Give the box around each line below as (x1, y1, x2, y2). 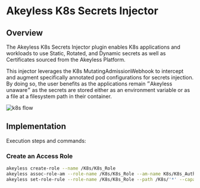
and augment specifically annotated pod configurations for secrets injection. (6, 74, 194, 81)
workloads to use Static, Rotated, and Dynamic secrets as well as (6, 50, 166, 57)
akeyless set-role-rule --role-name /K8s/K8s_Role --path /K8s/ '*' (6, 176, 177, 182)
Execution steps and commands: (6, 137, 86, 144)
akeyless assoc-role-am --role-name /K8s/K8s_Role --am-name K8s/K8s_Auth (6, 171, 196, 177)
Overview (6, 28, 43, 38)
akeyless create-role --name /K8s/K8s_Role (6, 165, 116, 171)
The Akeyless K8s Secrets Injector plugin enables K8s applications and (6, 43, 180, 50)
